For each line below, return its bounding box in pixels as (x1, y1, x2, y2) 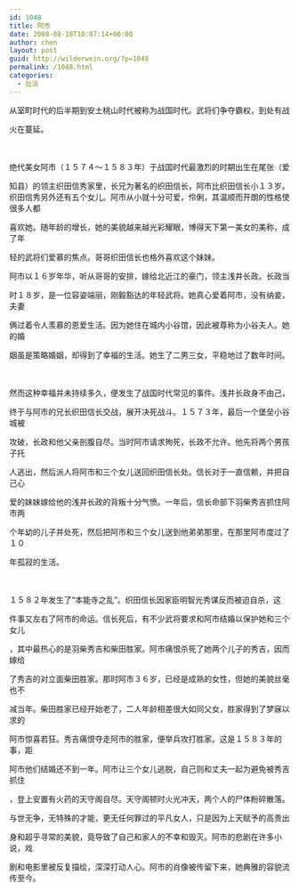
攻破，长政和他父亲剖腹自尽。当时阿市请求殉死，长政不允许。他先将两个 (9, 436, 274, 447)
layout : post (9, 46, 58, 55)
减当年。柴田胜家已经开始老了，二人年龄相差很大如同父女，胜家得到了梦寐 (9, 703, 282, 714)
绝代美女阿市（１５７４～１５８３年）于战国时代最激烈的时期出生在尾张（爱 (9, 161, 290, 172)
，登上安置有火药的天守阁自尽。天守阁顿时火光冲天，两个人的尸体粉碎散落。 (9, 793, 290, 804)
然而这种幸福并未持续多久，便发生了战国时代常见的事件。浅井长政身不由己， (9, 387, 290, 398)
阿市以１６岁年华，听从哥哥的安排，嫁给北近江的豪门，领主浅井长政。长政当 (9, 271, 290, 281)
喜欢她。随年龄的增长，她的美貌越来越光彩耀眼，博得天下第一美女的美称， (9, 222, 282, 232)
